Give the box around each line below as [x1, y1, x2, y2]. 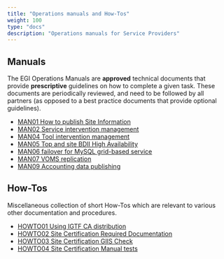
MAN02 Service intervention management [17, 125, 139, 134]
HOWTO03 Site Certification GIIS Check [17, 237, 133, 245]
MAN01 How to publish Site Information [17, 118, 132, 126]
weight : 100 [7, 17, 42, 24]
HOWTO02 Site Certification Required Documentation [17, 229, 173, 238]
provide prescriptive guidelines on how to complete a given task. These [7, 82, 216, 90]
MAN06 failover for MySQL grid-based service [17, 148, 153, 156]
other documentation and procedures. [7, 208, 117, 217]
